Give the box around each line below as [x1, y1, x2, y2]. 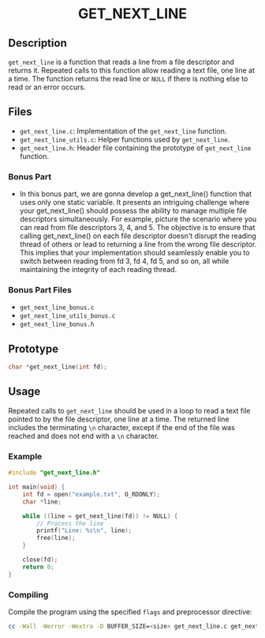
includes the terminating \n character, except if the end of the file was [8, 422, 235, 432]
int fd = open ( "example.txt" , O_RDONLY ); [22, 490, 160, 498]
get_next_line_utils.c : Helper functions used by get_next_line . [19, 134, 230, 144]
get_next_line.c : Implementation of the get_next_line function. [19, 126, 227, 135]
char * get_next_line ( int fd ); [8, 363, 108, 372]
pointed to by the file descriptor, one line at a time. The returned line [8, 414, 230, 424]
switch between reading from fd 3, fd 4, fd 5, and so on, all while [19, 256, 230, 266]
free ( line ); [36, 534, 77, 542]
